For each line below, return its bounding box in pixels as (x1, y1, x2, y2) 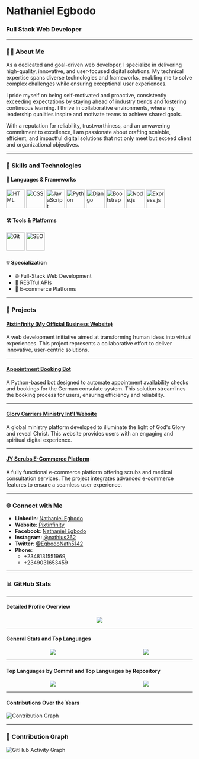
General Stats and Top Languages (6, 635, 91, 642)
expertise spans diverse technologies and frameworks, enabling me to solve (6, 74, 192, 81)
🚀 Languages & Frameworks (6, 176, 76, 183)
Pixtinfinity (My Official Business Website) (6, 320, 113, 328)
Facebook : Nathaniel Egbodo (14, 528, 86, 535)
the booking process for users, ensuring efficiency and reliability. (6, 391, 165, 398)
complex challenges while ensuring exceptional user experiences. (6, 80, 167, 87)
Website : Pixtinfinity (14, 521, 65, 529)
